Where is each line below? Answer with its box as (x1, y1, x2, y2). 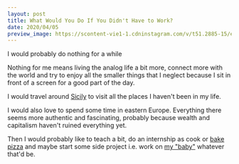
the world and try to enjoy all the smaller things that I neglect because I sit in (7, 71, 231, 80)
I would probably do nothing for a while (7, 50, 122, 58)
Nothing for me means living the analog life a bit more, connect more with (7, 63, 223, 72)
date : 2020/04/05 (7, 23, 59, 31)
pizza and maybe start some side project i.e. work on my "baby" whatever (7, 143, 225, 151)
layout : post (7, 10, 46, 18)
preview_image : (7, 30, 53, 38)
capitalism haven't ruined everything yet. (7, 121, 127, 130)
